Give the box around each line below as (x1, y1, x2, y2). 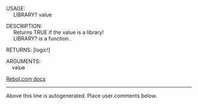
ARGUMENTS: (6, 58, 41, 65)
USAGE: (6, 5, 25, 12)
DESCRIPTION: (6, 23, 42, 29)
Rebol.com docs (6, 76, 46, 82)
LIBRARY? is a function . (13, 35, 72, 42)
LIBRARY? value (13, 11, 52, 18)
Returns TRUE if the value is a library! (13, 29, 104, 36)
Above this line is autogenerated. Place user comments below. (6, 92, 157, 99)
